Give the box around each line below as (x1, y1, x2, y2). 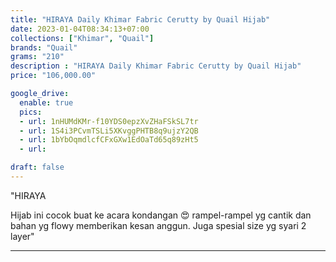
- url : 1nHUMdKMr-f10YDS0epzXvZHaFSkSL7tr (19, 116, 199, 126)
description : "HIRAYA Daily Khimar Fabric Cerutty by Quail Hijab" (10, 61, 302, 71)
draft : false (10, 162, 65, 173)
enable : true (19, 97, 74, 108)
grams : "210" (10, 52, 65, 62)
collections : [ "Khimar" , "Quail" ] (10, 33, 155, 43)
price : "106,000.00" (10, 71, 97, 81)
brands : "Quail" (10, 42, 78, 53)
